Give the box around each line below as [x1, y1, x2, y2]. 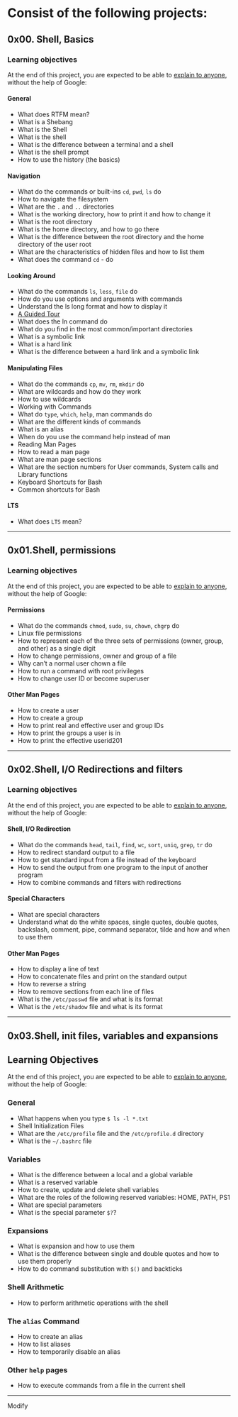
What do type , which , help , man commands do [17, 409, 152, 418]
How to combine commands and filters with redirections [17, 878, 182, 886]
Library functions [17, 470, 68, 478]
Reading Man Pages [17, 440, 76, 448]
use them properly [17, 1257, 72, 1266]
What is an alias [17, 424, 64, 434]
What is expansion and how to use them [17, 1242, 135, 1250]
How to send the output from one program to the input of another [17, 863, 209, 871]
